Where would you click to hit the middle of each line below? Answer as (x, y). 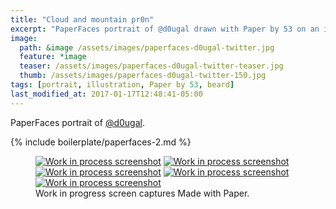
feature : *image (53, 57)
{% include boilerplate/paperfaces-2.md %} (101, 142)
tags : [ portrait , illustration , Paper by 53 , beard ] (122, 85)
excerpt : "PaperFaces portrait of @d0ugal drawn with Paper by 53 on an (165, 29)
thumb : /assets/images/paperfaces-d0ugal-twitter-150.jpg (143, 76)
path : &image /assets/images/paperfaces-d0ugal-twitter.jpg (147, 47)
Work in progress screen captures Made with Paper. (142, 193)
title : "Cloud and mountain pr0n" (82, 19)
